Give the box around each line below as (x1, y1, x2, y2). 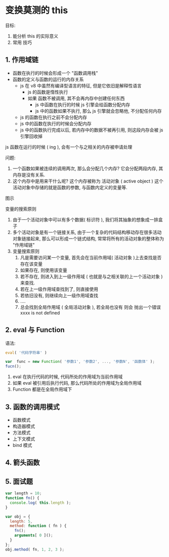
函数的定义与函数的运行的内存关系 (12, 76, 84, 82)
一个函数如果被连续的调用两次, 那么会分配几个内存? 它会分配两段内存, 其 (12, 165, 163, 171)
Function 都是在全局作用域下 (12, 386, 72, 392)
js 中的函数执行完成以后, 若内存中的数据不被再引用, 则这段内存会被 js (20, 127, 163, 133)
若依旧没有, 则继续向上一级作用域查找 (20, 292, 99, 298)
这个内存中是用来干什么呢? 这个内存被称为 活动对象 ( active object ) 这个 (12, 178, 163, 184)
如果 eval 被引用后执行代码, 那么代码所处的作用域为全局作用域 (12, 380, 142, 386)
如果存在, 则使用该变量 (20, 267, 67, 273)
